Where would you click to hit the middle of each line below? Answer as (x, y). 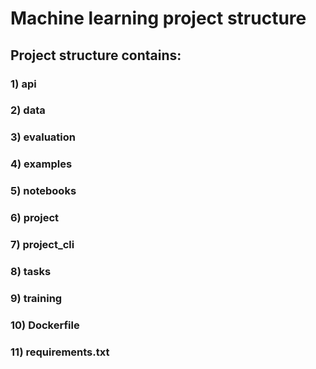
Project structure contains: (96, 55)
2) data (28, 110)
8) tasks (31, 271)
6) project (35, 218)
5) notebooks (43, 191)
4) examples (41, 164)
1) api (23, 84)
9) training (36, 298)
